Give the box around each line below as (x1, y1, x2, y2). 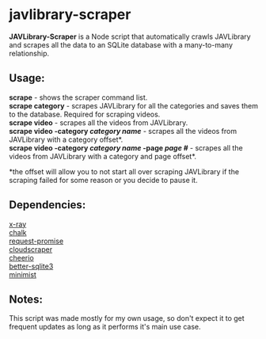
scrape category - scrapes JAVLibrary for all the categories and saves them (9, 101, 258, 110)
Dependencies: (9, 198, 86, 211)
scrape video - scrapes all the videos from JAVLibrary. (9, 117, 188, 128)
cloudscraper (9, 244, 53, 254)
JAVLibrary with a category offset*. (9, 135, 123, 144)
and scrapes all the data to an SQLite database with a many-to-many (9, 40, 233, 49)
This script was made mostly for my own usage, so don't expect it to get (9, 314, 245, 323)
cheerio (9, 253, 34, 262)
